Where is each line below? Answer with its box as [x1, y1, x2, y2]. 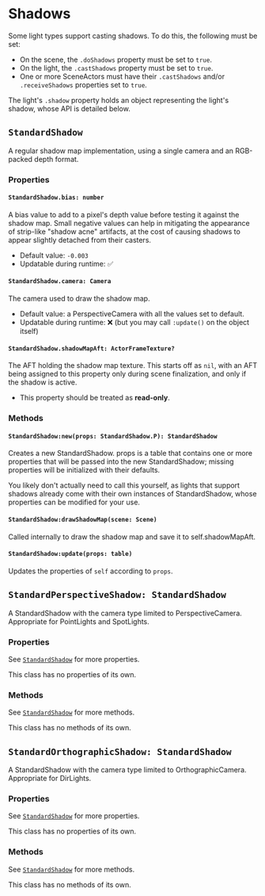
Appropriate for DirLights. [8, 774, 92, 783]
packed [8, 154, 33, 163]
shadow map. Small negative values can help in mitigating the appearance [8, 218, 251, 228]
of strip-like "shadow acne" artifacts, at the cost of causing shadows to [8, 227, 241, 236]
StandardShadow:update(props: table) [8, 550, 133, 558]
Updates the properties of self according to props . [8, 566, 173, 576]
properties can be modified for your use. [8, 497, 141, 507]
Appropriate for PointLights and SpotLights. [8, 616, 150, 626]
